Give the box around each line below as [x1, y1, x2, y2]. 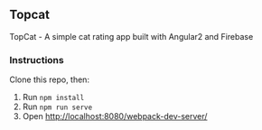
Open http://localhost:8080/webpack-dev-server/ [22, 111, 208, 122]
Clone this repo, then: [9, 74, 90, 85]
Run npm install [22, 92, 85, 103]
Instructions [9, 53, 65, 66]
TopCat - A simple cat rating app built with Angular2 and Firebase [9, 31, 254, 42]
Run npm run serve [22, 101, 93, 112]
